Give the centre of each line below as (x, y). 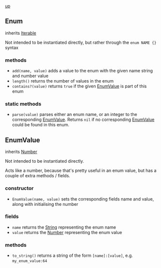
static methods (23, 104)
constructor (19, 188)
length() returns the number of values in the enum (63, 81)
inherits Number (21, 152)
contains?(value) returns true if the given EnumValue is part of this (79, 86)
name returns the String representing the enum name (64, 227)
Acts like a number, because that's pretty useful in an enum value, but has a (81, 170)
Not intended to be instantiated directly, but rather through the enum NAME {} (81, 42)
